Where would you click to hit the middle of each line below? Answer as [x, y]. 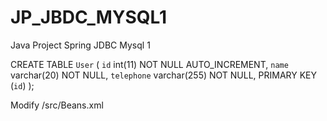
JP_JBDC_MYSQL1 [89, 17]
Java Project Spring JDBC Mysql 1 [80, 45]
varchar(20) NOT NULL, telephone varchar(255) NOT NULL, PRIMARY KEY [164, 75]
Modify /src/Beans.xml [57, 105]
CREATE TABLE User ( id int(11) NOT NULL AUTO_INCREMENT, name [149, 64]
